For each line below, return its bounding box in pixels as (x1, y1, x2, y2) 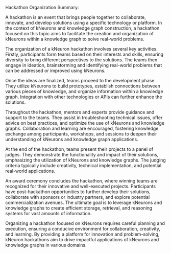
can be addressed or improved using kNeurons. (5, 67, 106, 74)
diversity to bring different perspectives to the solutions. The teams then (5, 57, 158, 63)
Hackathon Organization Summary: (5, 5, 79, 10)
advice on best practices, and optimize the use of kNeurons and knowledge (5, 120, 165, 126)
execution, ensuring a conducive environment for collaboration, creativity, (5, 226, 161, 232)
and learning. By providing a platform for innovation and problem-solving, (5, 231, 160, 237)
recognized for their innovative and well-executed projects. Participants (5, 183, 156, 189)
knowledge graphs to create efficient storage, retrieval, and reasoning (5, 205, 153, 211)
